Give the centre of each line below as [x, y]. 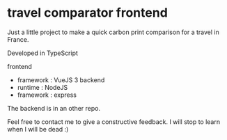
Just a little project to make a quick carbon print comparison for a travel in [113, 32]
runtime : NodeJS [42, 87]
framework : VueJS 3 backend [61, 80]
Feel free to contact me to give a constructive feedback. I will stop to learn [114, 122]
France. [18, 39]
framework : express [47, 95]
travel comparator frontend [88, 13]
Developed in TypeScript [43, 53]
